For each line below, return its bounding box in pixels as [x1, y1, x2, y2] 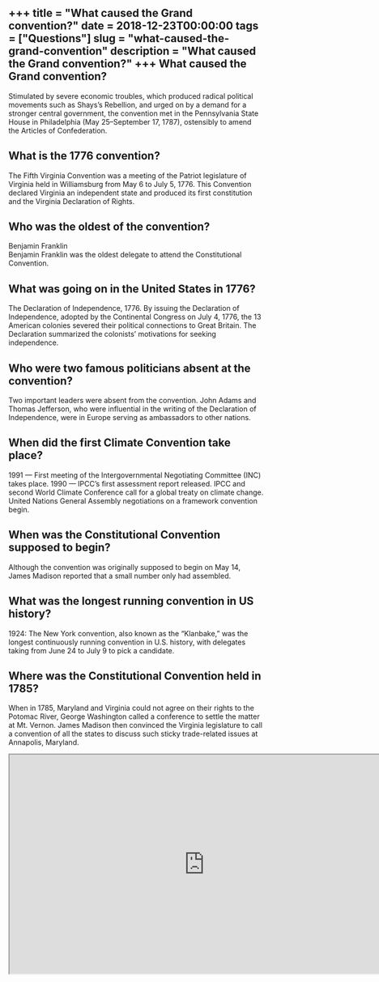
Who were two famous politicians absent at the [8, 361, 251, 375]
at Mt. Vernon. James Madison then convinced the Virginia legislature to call [8, 721, 263, 730]
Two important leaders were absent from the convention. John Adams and [8, 396, 257, 406]
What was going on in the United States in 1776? [8, 282, 257, 295]
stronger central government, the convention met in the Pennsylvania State [8, 108, 259, 118]
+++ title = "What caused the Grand [8, 6, 193, 20]
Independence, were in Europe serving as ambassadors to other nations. [8, 413, 251, 423]
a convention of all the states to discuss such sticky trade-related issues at [8, 729, 258, 739]
